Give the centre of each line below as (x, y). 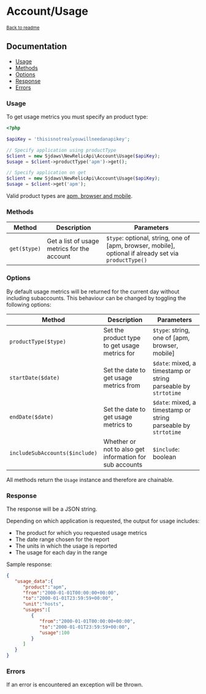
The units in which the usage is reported (66, 546)
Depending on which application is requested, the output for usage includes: (103, 521)
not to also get (124, 449)
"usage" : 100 (54, 633)
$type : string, (171, 330)
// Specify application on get (46, 173)
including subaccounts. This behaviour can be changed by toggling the (96, 298)
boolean (164, 457)
